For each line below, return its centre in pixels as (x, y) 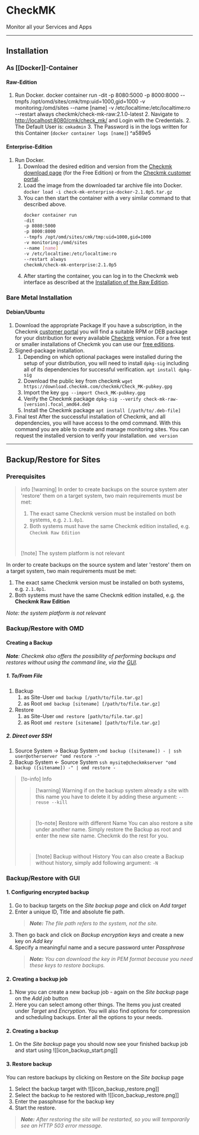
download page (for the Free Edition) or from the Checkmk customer (107, 172)
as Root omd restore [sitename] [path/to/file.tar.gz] (92, 722)
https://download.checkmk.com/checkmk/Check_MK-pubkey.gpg (98, 387)
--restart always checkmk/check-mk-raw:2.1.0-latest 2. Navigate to (97, 114)
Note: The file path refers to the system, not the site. (94, 923)
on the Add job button (41, 998)
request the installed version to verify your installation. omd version (96, 435)
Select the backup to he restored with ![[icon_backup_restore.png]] (97, 1095)
